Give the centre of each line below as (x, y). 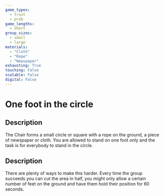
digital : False (21, 79)
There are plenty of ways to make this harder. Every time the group (74, 173)
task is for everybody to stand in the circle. (49, 145)
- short (18, 28)
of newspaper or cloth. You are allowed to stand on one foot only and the (80, 140)
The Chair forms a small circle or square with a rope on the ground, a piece (82, 134)
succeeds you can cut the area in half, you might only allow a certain (76, 178)
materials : (16, 47)
